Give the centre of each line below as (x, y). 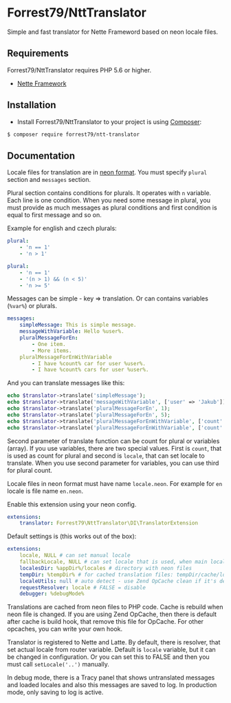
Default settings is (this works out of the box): (72, 536)
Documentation (41, 155)
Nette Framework (42, 83)
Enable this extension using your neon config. (72, 504)
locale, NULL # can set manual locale (75, 556)
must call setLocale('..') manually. (58, 664)
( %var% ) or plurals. (32, 306)
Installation (32, 105)
